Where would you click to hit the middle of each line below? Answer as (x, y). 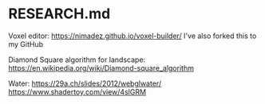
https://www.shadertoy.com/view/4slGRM (77, 91)
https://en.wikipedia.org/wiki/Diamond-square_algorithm (101, 67)
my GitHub (26, 44)
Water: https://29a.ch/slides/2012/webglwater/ (85, 83)
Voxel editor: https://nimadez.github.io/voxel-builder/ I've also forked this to (132, 36)
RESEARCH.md (59, 14)
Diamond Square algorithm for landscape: (77, 60)
